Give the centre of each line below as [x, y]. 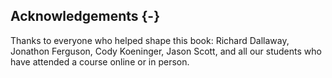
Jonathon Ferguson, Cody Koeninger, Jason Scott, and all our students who [166, 51]
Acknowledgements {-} [85, 16]
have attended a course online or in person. [100, 61]
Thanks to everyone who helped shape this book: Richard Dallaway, [150, 40]
